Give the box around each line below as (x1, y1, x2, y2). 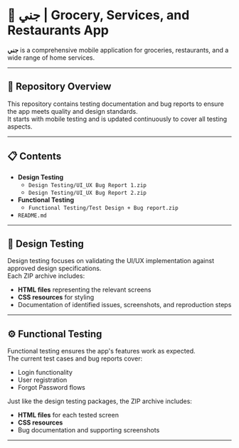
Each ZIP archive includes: (7, 272, 85, 280)
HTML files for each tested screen (17, 411, 119, 420)
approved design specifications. (7, 264, 102, 273)
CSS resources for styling (17, 293, 95, 302)
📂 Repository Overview (7, 80, 112, 92)
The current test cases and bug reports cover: (7, 354, 143, 363)
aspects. (7, 122, 33, 131)
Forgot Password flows (17, 383, 85, 392)
